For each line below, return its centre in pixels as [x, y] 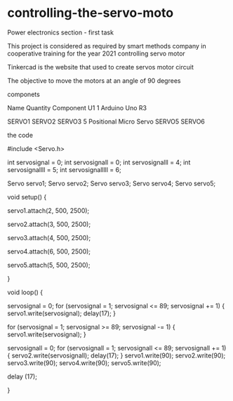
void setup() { [27, 197]
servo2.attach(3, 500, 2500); [49, 224]
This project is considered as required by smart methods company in [107, 46]
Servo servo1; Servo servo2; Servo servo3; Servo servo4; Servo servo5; [112, 183]
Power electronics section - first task [61, 32]
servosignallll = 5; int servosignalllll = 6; [64, 169]
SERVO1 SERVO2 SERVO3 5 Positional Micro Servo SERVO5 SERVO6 [106, 121]
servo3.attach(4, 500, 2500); [49, 237]
